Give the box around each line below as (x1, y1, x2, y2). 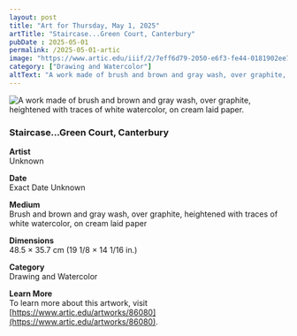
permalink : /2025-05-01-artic (9, 46, 121, 55)
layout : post (9, 12, 57, 22)
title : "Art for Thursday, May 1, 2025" (9, 21, 161, 30)
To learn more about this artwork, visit (9, 298, 148, 309)
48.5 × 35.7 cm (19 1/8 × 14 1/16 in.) (9, 245, 138, 256)
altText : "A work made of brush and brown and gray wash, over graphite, (9, 71, 287, 80)
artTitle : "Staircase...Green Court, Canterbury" (9, 29, 196, 38)
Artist (9, 147, 31, 157)
